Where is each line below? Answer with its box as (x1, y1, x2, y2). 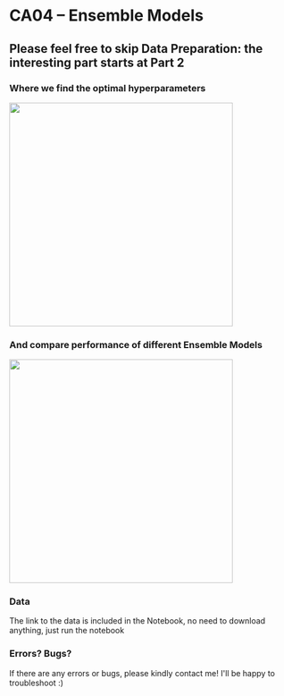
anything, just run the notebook (9, 625, 125, 636)
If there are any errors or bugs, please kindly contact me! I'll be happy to (9, 667, 275, 678)
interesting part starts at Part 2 (9, 55, 185, 70)
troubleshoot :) (9, 677, 64, 688)
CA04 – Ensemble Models (9, 5, 204, 26)
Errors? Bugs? (9, 648, 72, 660)
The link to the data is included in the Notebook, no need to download (9, 615, 266, 626)
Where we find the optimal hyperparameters (9, 81, 206, 94)
